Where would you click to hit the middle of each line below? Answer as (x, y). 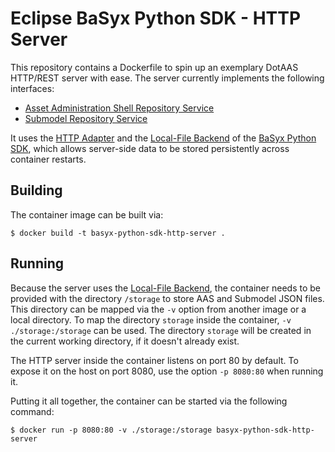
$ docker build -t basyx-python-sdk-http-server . (118, 233)
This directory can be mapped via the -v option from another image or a (158, 309)
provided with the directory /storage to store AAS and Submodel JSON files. (167, 298)
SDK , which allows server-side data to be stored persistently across (150, 148)
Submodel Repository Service (86, 118)
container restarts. (48, 159)
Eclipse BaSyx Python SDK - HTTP (156, 18)
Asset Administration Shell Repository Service (119, 108)
